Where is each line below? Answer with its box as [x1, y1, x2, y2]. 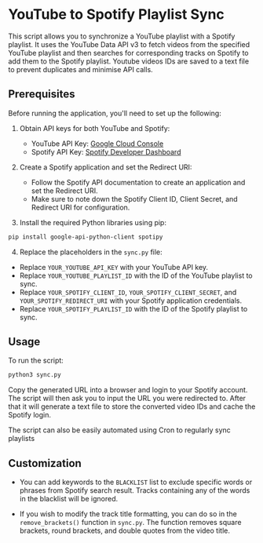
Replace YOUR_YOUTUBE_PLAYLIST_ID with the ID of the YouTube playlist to [19, 271, 253, 280]
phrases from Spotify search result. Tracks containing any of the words [19, 486, 250, 495]
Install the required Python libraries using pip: [19, 217, 167, 227]
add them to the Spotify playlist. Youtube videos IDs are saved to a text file [8, 56, 250, 66]
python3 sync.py [8, 371, 61, 379]
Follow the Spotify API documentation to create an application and [31, 177, 246, 187]
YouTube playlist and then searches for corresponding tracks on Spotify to [8, 48, 249, 57]
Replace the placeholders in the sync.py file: [19, 247, 163, 257]
